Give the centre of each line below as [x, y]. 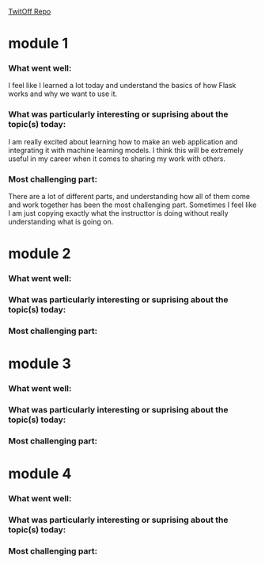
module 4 [40, 474]
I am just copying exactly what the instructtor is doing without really [118, 213]
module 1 [38, 44]
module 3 [40, 364]
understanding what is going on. [61, 222]
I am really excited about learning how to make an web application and [123, 141]
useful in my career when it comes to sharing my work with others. [117, 159]
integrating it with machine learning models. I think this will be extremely [126, 150]
